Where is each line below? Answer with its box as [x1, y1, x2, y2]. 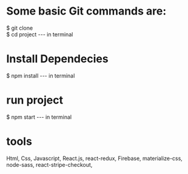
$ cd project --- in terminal [6, 30, 73, 38]
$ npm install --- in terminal [6, 72, 75, 79]
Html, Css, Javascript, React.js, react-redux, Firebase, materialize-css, [6, 155, 183, 162]
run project [6, 93, 64, 107]
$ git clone [6, 24, 33, 32]
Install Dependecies [6, 52, 109, 66]
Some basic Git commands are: [6, 4, 167, 18]
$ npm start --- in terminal [6, 113, 72, 121]
